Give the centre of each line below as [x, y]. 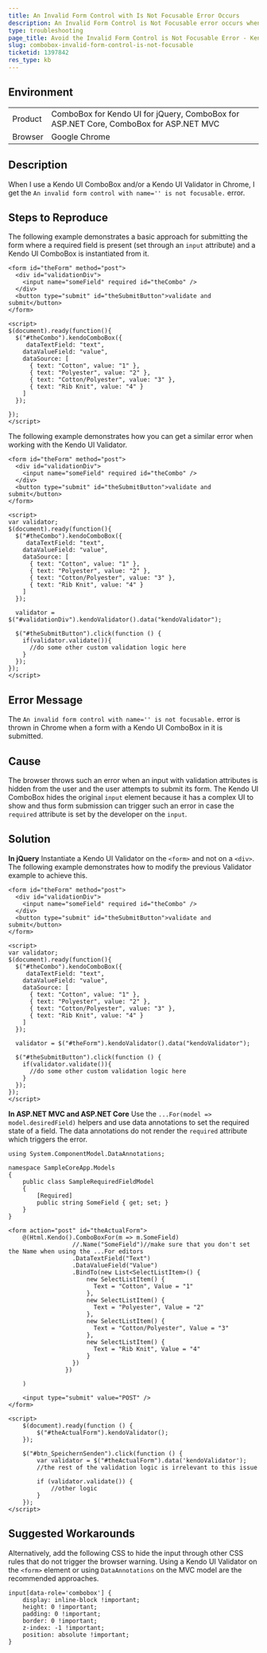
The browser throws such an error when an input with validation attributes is [133, 780]
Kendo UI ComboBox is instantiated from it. [79, 254]
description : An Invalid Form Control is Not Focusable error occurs [126, 23]
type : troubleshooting [46, 30]
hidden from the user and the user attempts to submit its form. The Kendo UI [133, 789]
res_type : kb [30, 61]
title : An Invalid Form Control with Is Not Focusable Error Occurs [124, 16]
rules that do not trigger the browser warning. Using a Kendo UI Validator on [133, 1561]
